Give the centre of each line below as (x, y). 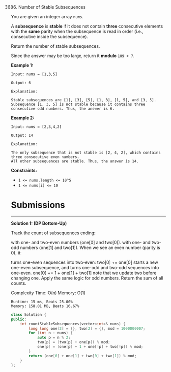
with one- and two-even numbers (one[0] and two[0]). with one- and (81, 242)
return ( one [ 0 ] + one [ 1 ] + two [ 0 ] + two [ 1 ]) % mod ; (83, 356)
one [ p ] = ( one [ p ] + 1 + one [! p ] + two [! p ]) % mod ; (90, 347)
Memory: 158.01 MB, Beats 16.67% (45, 306)
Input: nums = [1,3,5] (34, 74)
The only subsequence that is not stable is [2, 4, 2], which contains (86, 153)
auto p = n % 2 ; (54, 338)
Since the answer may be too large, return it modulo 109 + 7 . (73, 56)
